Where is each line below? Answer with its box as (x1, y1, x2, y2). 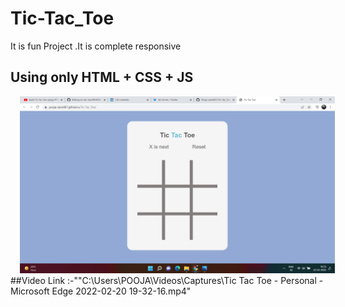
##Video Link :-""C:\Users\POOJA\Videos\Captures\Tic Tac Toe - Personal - (10, 275, 324, 287)
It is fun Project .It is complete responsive (10, 40, 182, 52)
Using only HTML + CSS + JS (10, 69, 194, 86)
